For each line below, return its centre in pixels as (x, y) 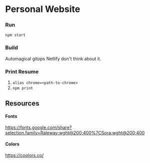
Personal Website (43, 9)
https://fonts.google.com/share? (38, 127)
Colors (12, 144)
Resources (22, 103)
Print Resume (22, 71)
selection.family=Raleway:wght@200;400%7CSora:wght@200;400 (75, 132)
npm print (23, 88)
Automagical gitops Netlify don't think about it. (53, 58)
